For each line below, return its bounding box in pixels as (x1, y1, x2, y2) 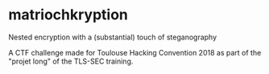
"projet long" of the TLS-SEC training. (8, 56, 134, 66)
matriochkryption (8, 6, 129, 24)
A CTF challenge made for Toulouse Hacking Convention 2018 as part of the (8, 47, 262, 57)
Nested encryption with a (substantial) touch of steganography (8, 32, 217, 42)
